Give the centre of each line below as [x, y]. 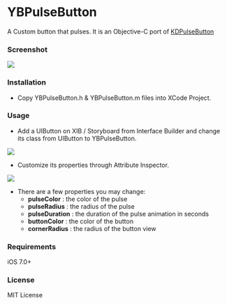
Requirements [32, 246]
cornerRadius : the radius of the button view [92, 228]
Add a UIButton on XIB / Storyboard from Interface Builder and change [119, 131]
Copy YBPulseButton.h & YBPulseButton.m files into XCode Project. [114, 98]
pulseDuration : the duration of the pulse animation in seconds [118, 214]
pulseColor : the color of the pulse [78, 199]
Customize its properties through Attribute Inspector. [93, 165]
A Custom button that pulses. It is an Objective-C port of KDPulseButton [111, 31]
